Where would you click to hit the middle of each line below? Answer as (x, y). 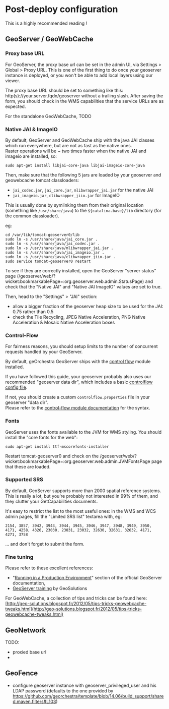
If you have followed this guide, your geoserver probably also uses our (78, 377)
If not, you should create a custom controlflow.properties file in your (77, 397)
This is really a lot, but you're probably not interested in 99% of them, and (82, 496)
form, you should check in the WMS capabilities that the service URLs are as (84, 101)
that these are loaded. (28, 466)
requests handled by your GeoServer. (44, 352)
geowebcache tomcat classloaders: (42, 180)
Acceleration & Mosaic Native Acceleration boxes (64, 322)
